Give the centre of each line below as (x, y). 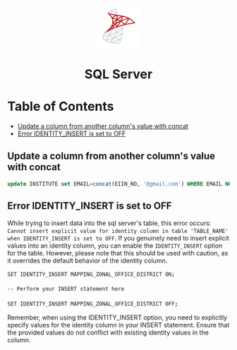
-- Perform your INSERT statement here (66, 289)
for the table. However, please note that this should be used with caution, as (118, 253)
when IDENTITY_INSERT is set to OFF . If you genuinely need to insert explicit (118, 238)
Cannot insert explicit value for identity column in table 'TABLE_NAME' (118, 231)
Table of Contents (61, 107)
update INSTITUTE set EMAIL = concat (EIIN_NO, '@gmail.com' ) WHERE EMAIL (115, 184)
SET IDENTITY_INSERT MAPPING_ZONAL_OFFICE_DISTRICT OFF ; (93, 304)
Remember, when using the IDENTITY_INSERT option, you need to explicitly (117, 318)
